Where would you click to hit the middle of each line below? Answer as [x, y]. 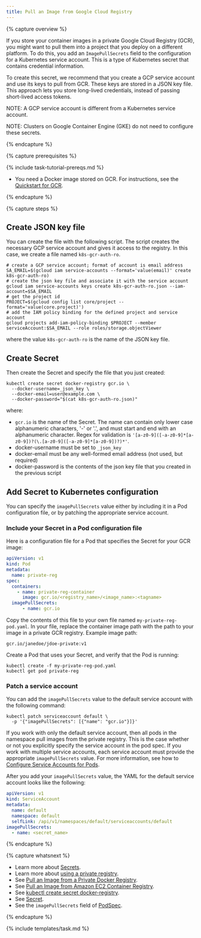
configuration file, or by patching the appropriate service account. [88, 513]
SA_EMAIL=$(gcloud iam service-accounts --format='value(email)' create [99, 271]
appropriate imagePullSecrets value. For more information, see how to [92, 758]
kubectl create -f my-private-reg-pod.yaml [61, 666]
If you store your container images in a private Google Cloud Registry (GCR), [100, 40]
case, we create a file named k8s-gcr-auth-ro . [63, 255]
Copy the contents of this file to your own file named [71, 620]
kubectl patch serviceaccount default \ [57, 716]
